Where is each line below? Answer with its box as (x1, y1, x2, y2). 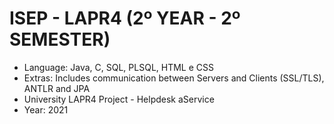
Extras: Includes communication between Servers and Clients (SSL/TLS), (23, 72, 325, 84)
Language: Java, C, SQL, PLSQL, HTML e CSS (23, 61, 215, 73)
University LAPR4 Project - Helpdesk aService (23, 93, 215, 105)
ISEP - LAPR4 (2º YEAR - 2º (9, 7, 241, 30)
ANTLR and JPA (23, 82, 91, 94)
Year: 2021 (23, 103, 69, 116)
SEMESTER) (9, 28, 111, 51)
